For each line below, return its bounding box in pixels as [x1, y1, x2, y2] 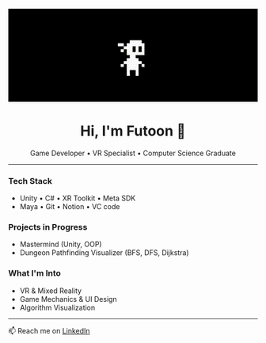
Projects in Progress [8, 221, 88, 232]
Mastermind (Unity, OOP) [19, 239, 102, 250]
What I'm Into [8, 268, 62, 279]
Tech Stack [8, 175, 53, 186]
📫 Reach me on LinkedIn [8, 326, 90, 335]
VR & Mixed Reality [19, 286, 82, 295]
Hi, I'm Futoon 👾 [80, 122, 186, 139]
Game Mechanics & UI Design [19, 294, 117, 303]
